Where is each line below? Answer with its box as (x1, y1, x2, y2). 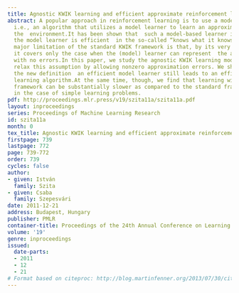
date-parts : (14, 248, 50, 256)
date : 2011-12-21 (7, 202, 59, 210)
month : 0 (7, 122, 33, 130)
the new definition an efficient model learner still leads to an (14, 70, 218, 77)
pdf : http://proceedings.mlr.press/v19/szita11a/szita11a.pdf (7, 97, 196, 104)
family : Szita (14, 182, 55, 189)
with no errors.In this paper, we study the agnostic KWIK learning (14, 57, 221, 64)
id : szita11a (7, 116, 46, 123)
